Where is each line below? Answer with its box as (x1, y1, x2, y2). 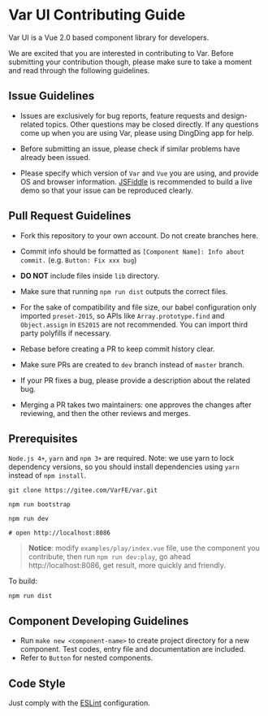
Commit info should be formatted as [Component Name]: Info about (19, 246, 245, 256)
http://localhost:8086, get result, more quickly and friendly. (28, 561, 226, 571)
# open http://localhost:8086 (8, 529, 111, 537)
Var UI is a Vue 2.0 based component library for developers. (8, 33, 210, 42)
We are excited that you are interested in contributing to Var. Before (8, 48, 234, 58)
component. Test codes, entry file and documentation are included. (19, 644, 246, 654)
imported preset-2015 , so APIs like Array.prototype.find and (19, 310, 225, 320)
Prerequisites (8, 432, 78, 445)
